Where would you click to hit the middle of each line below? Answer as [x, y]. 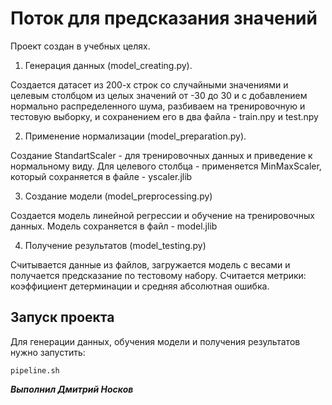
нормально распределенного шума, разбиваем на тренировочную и [158, 106]
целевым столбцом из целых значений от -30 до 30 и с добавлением [159, 95]
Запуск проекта [62, 317]
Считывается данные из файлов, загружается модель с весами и [150, 264]
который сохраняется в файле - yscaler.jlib [101, 176]
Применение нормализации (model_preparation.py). [135, 136]
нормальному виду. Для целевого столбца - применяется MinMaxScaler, [166, 166]
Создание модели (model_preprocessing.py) [118, 196]
